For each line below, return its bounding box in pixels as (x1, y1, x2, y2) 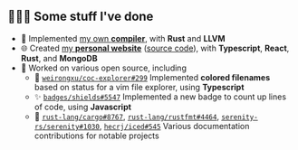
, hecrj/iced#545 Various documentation (99, 120, 250, 131)
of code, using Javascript (34, 101, 132, 112)
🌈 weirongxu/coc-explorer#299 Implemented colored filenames (34, 71, 271, 82)
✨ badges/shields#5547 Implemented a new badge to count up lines (34, 91, 286, 102)
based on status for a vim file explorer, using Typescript (34, 81, 245, 92)
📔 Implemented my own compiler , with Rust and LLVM (20, 33, 226, 43)
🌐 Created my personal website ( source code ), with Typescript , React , (20, 42, 290, 53)
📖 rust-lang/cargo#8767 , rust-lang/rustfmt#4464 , (34, 110, 220, 122)
